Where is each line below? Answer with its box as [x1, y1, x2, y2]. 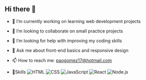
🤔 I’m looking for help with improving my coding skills [12, 37, 122, 43]
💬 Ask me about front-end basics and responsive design [12, 47, 129, 53]
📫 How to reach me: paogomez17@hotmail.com [12, 57, 112, 63]
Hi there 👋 [5, 5, 36, 13]
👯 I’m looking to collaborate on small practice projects [12, 28, 123, 34]
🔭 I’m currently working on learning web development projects [12, 18, 141, 24]
